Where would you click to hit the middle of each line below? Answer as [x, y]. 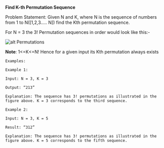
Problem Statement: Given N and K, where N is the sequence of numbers [81, 17]
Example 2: [17, 110]
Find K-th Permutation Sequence [40, 7]
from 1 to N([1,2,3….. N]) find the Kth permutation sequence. [68, 22]
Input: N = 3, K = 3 [27, 79]
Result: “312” [20, 127]
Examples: [16, 61]
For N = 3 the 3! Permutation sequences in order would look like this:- [78, 32]
